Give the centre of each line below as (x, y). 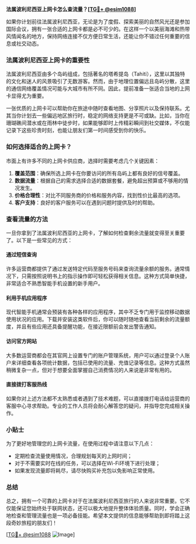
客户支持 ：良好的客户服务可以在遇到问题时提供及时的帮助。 (86, 202)
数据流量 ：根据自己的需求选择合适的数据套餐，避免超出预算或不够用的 (99, 180)
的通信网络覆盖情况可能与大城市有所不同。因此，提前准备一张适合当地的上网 (98, 89)
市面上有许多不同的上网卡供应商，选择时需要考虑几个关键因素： (83, 161)
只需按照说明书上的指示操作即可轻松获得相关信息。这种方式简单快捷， (106, 276)
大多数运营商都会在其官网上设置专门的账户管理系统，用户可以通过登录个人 (95, 355)
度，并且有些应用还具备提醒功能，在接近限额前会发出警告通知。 (83, 326)
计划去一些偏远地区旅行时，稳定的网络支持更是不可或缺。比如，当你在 (106, 116)
